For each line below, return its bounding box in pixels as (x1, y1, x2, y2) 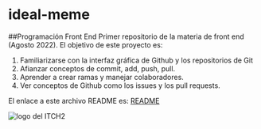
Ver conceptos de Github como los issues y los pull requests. (19, 81, 220, 90)
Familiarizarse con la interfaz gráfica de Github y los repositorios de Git (19, 55, 253, 65)
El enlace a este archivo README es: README (8, 96, 160, 105)
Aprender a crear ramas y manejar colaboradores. (19, 72, 185, 82)
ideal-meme (8, 6, 90, 24)
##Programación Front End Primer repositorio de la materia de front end (8, 32, 244, 41)
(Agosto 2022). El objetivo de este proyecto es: (8, 40, 163, 49)
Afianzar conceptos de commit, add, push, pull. (19, 63, 176, 73)
